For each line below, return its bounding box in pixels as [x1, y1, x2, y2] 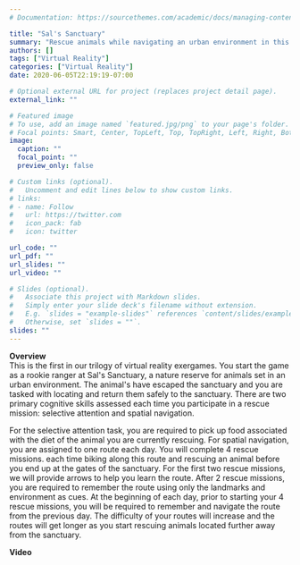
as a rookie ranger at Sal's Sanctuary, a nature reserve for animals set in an [9, 369, 286, 380]
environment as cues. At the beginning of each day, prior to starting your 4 [9, 491, 284, 502]
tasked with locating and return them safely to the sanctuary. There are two [9, 388, 287, 399]
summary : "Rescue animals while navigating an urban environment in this [9, 38, 290, 46]
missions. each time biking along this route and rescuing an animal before [9, 453, 280, 464]
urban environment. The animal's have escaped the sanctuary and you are [9, 379, 283, 390]
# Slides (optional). [9, 284, 90, 293]
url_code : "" [9, 243, 58, 252]
